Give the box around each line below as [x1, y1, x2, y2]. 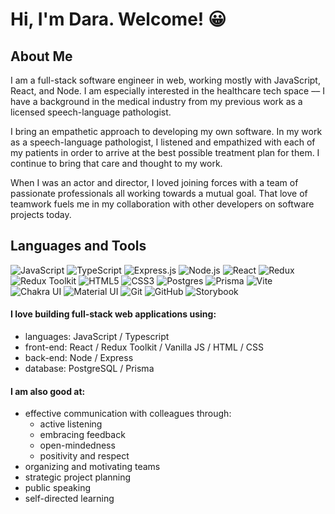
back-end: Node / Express [24, 352, 134, 364]
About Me [10, 48, 73, 65]
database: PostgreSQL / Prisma [24, 363, 155, 375]
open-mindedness [39, 439, 116, 452]
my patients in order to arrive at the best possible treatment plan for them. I [10, 147, 320, 158]
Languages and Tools [10, 238, 147, 255]
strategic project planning [24, 471, 132, 483]
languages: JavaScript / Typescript [24, 331, 170, 343]
